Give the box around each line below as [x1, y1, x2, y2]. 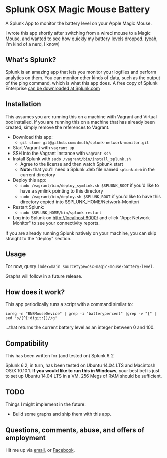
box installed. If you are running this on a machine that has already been [5, 119, 155, 125]
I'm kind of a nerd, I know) [5, 41, 60, 47]
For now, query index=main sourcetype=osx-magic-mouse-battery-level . [5, 263, 154, 270]
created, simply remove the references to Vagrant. [5, 124, 110, 130]
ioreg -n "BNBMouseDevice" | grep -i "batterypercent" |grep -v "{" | [5, 311, 157, 316]
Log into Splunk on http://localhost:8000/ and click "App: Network [12, 214, 150, 221]
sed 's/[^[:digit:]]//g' [5, 316, 58, 321]
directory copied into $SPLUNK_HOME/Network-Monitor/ [20, 199, 140, 205]
